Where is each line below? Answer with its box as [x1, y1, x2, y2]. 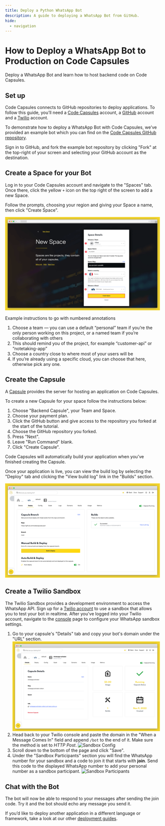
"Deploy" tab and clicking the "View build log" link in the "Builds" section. [5, 473, 154, 479]
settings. [5, 621, 23, 627]
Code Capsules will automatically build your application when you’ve [5, 453, 144, 459]
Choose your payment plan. [12, 413, 69, 418]
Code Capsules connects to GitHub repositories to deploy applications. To [5, 105, 155, 110]
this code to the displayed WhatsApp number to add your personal [12, 763, 147, 769]
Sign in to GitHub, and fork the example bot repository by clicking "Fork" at [5, 144, 157, 150]
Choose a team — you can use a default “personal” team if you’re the [12, 325, 153, 330]
